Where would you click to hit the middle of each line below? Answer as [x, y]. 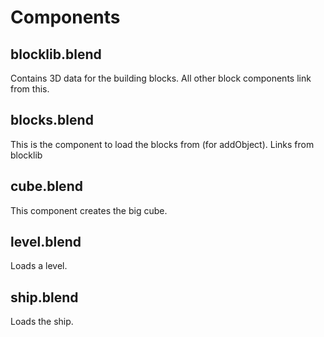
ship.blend [44, 297]
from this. [30, 89]
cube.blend [46, 186]
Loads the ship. [42, 322]
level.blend [46, 242]
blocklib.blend [56, 54]
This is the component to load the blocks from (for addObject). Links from [162, 144]
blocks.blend [52, 120]
